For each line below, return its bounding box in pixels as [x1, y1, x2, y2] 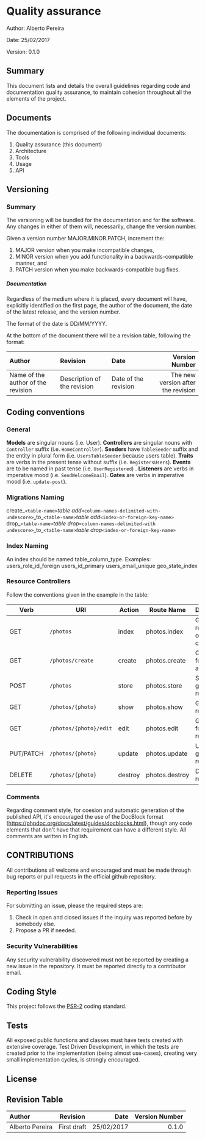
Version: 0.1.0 [6, 48, 40, 56]
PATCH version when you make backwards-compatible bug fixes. [15, 266, 180, 273]
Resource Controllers [6, 577, 71, 586]
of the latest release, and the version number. [6, 308, 121, 315]
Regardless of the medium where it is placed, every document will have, [6, 295, 187, 303]
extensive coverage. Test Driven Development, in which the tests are [6, 1043, 179, 1051]
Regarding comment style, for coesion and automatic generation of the [6, 807, 185, 814]
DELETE [9, 771, 32, 779]
